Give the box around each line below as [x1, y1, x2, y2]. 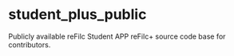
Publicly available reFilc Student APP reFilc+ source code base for [8, 32, 226, 41]
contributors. [8, 39, 51, 49]
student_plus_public [8, 6, 147, 24]
